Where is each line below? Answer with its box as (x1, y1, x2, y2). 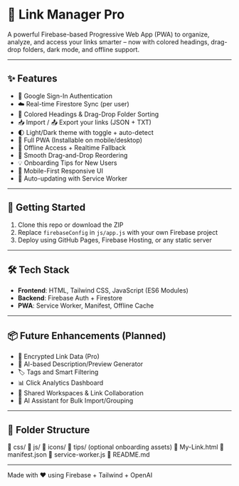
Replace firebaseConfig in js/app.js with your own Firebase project (17, 228, 218, 236)
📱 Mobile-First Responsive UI (17, 166, 103, 175)
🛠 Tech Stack (7, 263, 70, 275)
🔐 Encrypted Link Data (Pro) (17, 353, 100, 361)
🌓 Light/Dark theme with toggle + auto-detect (17, 128, 154, 136)
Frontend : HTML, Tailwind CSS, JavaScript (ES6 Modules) (17, 286, 188, 295)
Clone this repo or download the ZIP (17, 221, 124, 229)
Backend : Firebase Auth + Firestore (17, 294, 123, 303)
